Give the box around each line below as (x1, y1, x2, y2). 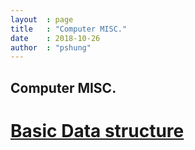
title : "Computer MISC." (10, 24, 128, 34)
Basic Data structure (10, 119, 185, 142)
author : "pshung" (10, 42, 92, 53)
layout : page (10, 14, 74, 25)
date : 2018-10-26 (10, 33, 101, 43)
